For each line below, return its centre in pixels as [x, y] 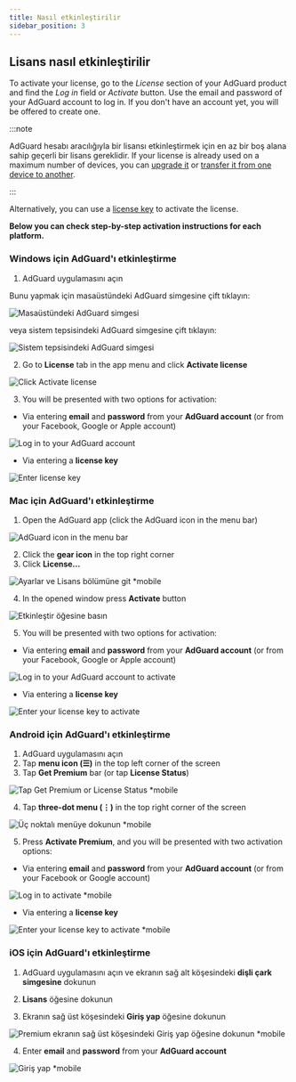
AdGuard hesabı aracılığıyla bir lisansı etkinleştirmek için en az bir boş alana [148, 146]
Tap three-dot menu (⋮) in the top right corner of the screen [134, 808]
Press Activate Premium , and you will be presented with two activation [152, 842]
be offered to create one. [55, 111]
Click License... [51, 564]
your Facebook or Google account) [86, 878]
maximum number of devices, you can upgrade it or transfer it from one [140, 165]
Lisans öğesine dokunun [68, 999]
